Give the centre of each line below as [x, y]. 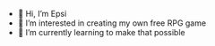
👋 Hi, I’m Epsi [42, 14]
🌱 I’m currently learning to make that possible [101, 32]
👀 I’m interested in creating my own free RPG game [112, 23]
